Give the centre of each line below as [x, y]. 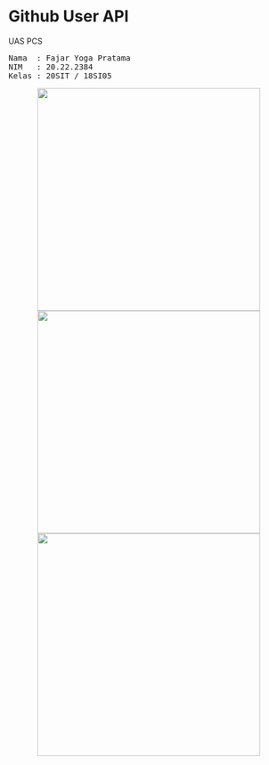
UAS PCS [25, 41]
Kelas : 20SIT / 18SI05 [60, 76]
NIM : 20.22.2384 [51, 67]
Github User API [69, 16]
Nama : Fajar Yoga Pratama [69, 58]
